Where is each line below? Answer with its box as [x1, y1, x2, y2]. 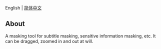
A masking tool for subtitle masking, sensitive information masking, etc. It [5, 32, 156, 39]
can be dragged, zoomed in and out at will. [5, 38, 93, 44]
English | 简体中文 [5, 5, 42, 10]
